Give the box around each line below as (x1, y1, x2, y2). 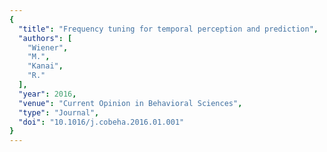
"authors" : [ (18, 33, 73, 43)
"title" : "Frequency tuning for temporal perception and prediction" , (18, 24, 319, 34)
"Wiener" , (27, 42, 69, 53)
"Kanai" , (27, 61, 64, 71)
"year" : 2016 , (18, 89, 77, 99)
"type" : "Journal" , (18, 107, 100, 118)
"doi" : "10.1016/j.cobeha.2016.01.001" (18, 117, 185, 127)
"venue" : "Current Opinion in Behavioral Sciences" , (18, 98, 243, 108)
